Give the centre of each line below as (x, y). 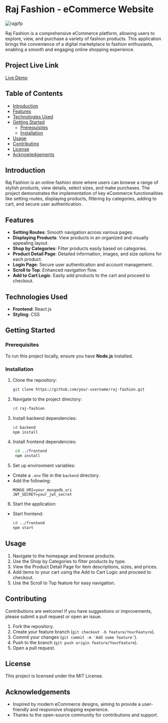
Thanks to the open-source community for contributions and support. (85, 715)
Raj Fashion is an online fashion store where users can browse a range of (82, 183)
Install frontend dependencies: (45, 442)
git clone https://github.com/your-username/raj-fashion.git (79, 389)
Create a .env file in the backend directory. (56, 475)
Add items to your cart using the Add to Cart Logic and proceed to (82, 572)
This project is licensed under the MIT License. (54, 676)
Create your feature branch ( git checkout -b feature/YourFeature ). (84, 632)
